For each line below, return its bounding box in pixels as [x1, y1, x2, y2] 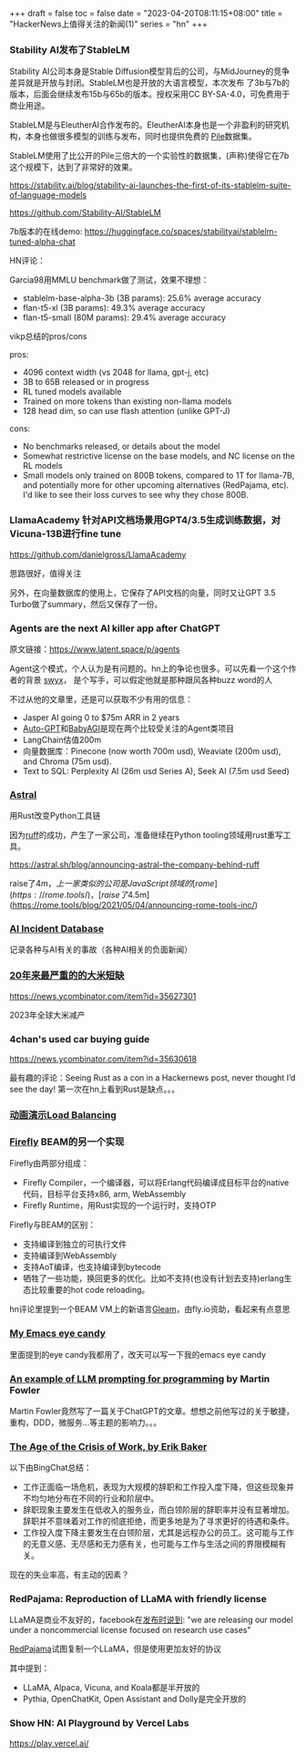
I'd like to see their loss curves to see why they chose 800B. [22, 490, 249, 501]
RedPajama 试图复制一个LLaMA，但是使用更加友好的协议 [9, 1643, 221, 1654]
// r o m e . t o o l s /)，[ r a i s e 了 [38, 889, 128, 901]
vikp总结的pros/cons [9, 331, 88, 342]
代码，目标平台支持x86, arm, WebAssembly [22, 1189, 187, 1200]
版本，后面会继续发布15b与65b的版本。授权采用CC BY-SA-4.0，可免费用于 [9, 88, 291, 99]
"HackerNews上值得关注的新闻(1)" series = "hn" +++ [9, 18, 208, 29]
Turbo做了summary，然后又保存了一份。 [9, 598, 163, 609]
